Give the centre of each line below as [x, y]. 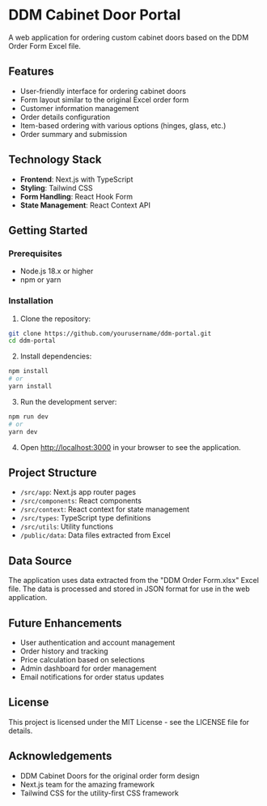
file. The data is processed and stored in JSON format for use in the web [129, 589]
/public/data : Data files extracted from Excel [95, 535]
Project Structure [53, 472]
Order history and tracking [64, 651]
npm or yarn [40, 280]
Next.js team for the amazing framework [87, 784]
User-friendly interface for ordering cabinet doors [103, 91]
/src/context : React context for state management [105, 509]
